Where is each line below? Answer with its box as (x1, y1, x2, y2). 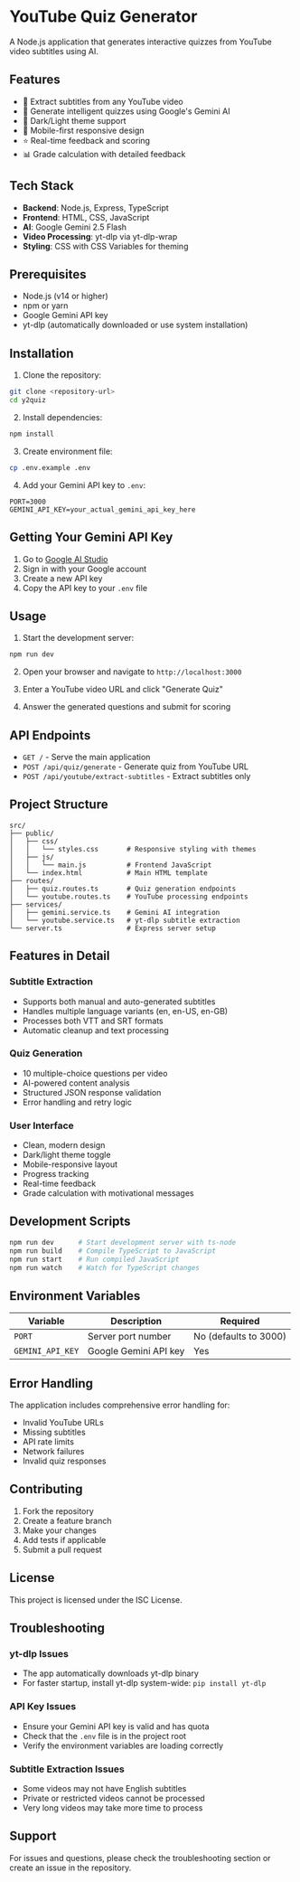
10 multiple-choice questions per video (22, 1068, 168, 1078)
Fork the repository (22, 1505, 95, 1516)
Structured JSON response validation (22, 1087, 162, 1097)
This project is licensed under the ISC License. (9, 1594, 183, 1605)
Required (220, 1315, 260, 1328)
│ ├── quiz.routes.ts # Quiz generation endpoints (9, 884, 237, 893)
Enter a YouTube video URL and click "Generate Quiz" (22, 684, 223, 695)
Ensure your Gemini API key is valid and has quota (22, 1720, 210, 1732)
